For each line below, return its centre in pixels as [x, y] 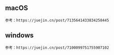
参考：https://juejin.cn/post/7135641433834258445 [57, 20]
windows [19, 36]
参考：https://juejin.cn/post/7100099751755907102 [57, 48]
